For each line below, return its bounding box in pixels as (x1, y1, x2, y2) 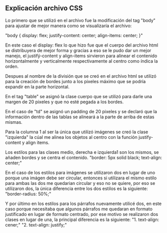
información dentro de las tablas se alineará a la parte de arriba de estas (5, 114, 154, 120)
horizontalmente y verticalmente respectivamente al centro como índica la (5, 58, 158, 64)
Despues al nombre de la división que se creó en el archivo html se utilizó (5, 73, 156, 79)
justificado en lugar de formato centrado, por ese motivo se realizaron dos (5, 211, 158, 217)
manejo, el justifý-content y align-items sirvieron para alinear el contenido (5, 53, 157, 59)
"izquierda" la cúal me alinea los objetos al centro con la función (5, 134, 137, 140)
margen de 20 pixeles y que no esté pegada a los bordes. (5, 99, 124, 105)
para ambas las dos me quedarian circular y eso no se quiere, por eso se (5, 180, 155, 186)
